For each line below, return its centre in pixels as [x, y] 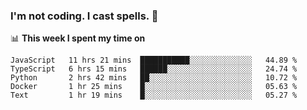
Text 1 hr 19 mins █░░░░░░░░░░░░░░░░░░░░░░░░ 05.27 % [154, 95]
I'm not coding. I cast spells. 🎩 [84, 16]
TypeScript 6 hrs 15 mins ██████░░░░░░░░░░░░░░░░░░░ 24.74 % [154, 69]
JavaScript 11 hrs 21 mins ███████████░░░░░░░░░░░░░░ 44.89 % [154, 60]
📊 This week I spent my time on [78, 38]
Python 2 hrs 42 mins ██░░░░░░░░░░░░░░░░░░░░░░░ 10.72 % [154, 78]
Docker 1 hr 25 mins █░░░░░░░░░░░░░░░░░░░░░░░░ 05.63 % [154, 87]
